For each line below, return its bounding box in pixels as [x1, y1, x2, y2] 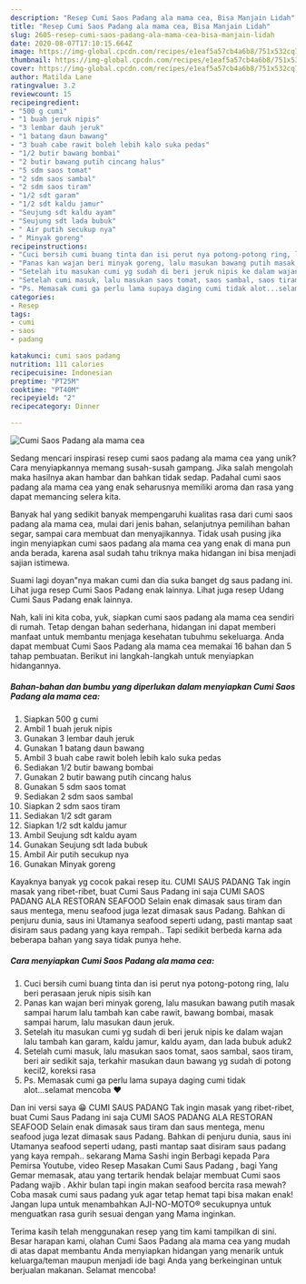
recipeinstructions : [10, 242, 89, 251]
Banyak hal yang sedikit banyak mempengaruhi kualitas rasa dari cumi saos [10, 509, 293, 520]
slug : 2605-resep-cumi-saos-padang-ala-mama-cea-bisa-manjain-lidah [10, 30, 275, 39]
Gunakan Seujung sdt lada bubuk [23, 839, 148, 850]
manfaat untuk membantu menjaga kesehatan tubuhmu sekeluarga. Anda [10, 632, 285, 642]
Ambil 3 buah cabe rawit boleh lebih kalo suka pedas [23, 752, 222, 763]
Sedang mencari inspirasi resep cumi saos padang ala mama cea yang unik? [10, 452, 297, 463]
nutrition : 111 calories [10, 359, 104, 369]
